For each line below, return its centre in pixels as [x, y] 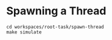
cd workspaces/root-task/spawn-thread [55, 27]
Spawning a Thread [56, 11]
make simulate [24, 32]
